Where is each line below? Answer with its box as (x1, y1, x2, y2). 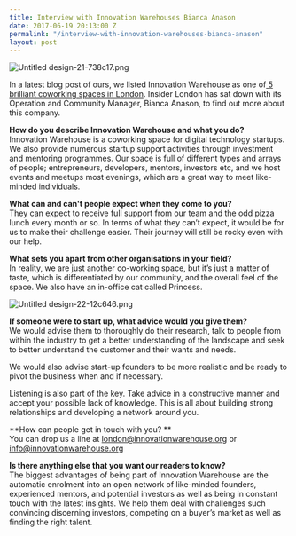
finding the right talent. (9, 516, 93, 528)
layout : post (9, 37, 58, 47)
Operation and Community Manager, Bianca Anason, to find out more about (9, 99, 285, 109)
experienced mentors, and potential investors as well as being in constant (9, 489, 278, 500)
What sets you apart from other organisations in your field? (9, 254, 232, 264)
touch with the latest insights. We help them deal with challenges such (9, 498, 266, 508)
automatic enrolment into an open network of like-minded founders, (9, 479, 257, 490)
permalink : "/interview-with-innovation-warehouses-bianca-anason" (9, 29, 264, 38)
